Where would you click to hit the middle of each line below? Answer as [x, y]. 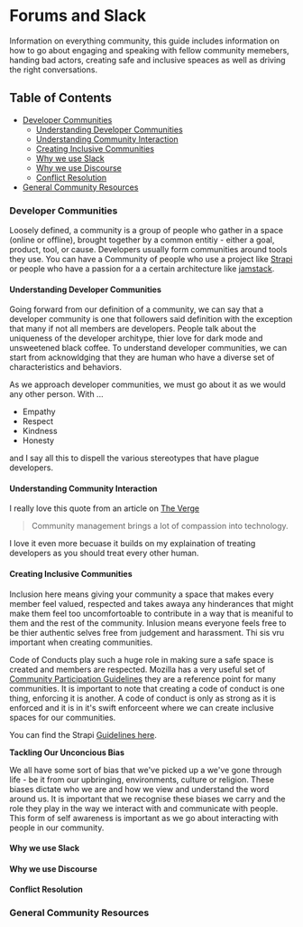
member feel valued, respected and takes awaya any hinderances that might [151, 603]
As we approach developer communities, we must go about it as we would [147, 384]
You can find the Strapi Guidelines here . [83, 734]
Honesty [38, 440]
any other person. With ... [56, 394]
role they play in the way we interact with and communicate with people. [144, 808]
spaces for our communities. [63, 717]
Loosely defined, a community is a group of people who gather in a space [147, 231]
